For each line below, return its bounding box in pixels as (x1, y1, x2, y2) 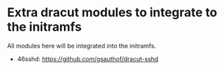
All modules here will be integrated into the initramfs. (7, 41, 157, 50)
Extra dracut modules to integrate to (7, 5, 218, 20)
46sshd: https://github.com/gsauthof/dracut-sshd (16, 54, 159, 63)
